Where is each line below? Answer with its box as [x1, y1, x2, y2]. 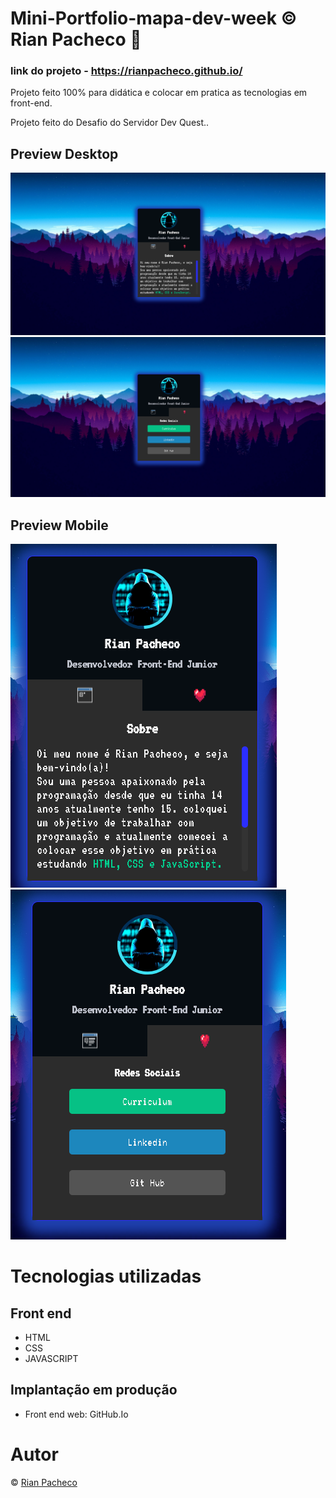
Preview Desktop [10, 145, 119, 162]
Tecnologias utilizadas [10, 1265, 202, 1288]
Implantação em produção [10, 1382, 178, 1399]
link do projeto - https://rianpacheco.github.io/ [10, 64, 243, 78]
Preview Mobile [10, 517, 109, 534]
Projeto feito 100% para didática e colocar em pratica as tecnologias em [10, 87, 308, 99]
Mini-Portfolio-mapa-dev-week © [10, 7, 298, 30]
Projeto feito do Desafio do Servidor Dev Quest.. [10, 117, 210, 129]
